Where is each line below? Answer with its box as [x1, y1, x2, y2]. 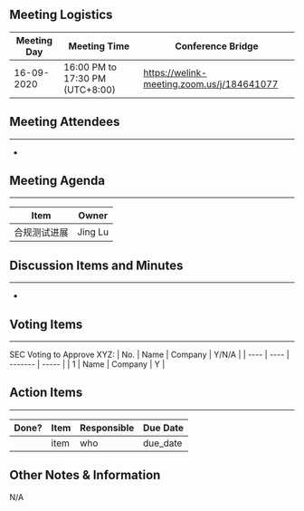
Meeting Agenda [9, 173, 106, 188]
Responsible [80, 421, 135, 434]
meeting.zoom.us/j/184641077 [143, 77, 279, 90]
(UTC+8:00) [62, 83, 116, 96]
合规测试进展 [14, 227, 70, 239]
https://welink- [143, 66, 208, 79]
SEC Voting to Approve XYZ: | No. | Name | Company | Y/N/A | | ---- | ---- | [9, 349, 290, 361]
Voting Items [9, 316, 83, 332]
